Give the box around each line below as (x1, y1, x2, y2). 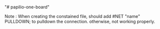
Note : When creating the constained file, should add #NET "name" (4, 14, 140, 19)
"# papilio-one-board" (4, 4, 50, 10)
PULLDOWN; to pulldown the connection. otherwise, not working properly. (4, 19, 156, 24)
